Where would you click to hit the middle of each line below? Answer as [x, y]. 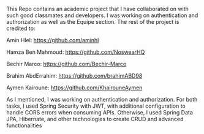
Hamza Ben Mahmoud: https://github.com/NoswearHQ [76, 52]
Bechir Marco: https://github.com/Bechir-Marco [66, 64]
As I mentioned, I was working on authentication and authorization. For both [102, 99]
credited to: [21, 28]
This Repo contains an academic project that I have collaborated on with [97, 9]
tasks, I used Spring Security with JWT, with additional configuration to [96, 106]
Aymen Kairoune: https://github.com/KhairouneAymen [74, 87]
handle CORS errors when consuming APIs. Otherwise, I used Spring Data [100, 112]
